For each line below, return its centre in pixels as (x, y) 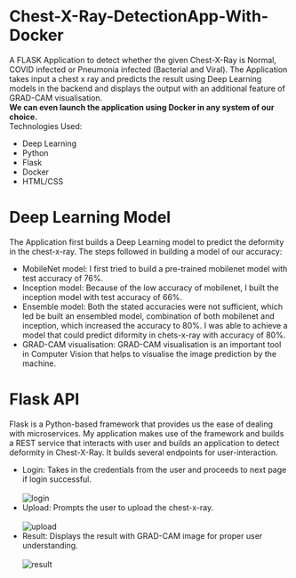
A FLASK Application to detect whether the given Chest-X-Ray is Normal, (143, 60)
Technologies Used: (46, 126)
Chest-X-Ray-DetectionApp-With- (139, 16)
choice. (24, 117)
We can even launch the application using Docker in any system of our (142, 107)
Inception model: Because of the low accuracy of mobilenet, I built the (150, 288)
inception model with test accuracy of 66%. (102, 297)
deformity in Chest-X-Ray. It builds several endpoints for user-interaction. (144, 452)
